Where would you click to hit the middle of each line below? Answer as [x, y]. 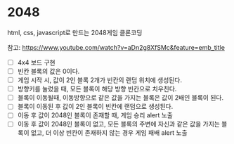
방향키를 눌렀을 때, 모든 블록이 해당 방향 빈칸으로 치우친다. [97, 89]
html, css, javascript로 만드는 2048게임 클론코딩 [75, 32]
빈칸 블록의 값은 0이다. [48, 71]
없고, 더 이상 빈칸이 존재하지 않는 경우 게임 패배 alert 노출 [109, 133]
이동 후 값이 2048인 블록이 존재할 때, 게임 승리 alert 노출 [95, 115]
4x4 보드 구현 [36, 62]
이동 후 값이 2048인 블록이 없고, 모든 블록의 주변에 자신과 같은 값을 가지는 [118, 124]
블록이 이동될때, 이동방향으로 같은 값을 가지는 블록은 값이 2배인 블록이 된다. [120, 98]
